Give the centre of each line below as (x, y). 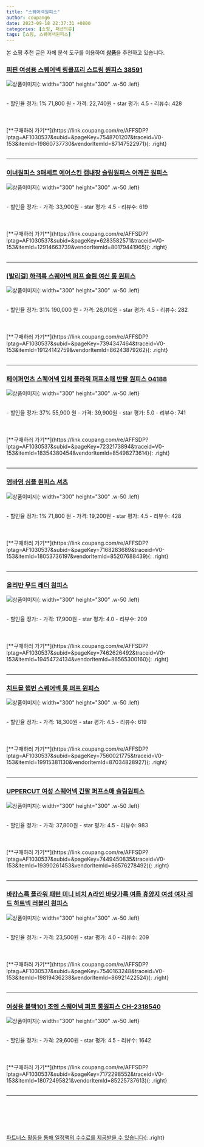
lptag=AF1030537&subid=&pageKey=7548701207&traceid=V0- (85, 137)
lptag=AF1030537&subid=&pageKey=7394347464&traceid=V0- (86, 343)
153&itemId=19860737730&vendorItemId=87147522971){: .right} (87, 144)
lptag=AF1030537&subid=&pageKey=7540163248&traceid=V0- (86, 971)
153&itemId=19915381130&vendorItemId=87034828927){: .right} (87, 762)
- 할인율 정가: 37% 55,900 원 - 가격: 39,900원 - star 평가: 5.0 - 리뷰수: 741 (96, 413)
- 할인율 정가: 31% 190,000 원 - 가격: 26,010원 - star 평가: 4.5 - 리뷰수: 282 (97, 310)
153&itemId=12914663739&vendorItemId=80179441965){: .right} (87, 247)
